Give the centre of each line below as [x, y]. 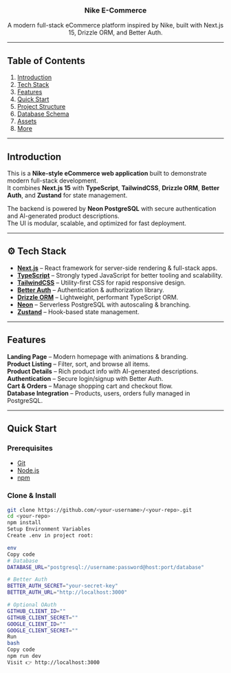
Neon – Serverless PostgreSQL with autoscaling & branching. [104, 304]
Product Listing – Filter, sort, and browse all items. [78, 364]
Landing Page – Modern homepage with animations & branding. [98, 356]
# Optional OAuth [32, 605]
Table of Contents [46, 61]
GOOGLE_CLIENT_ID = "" [37, 624]
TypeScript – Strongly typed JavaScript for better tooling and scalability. [120, 275]
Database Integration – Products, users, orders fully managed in [99, 393]
